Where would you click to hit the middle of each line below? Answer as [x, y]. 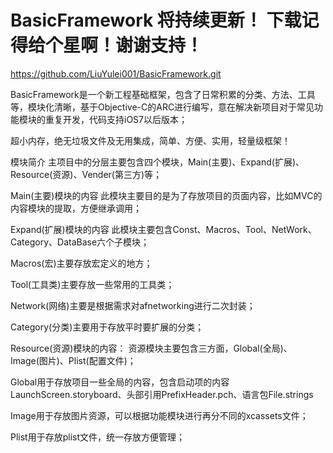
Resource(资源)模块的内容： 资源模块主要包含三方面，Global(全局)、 [151, 348]
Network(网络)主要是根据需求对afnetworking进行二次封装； [133, 305]
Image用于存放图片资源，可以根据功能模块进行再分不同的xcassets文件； [159, 415]
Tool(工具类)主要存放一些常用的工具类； [92, 284]
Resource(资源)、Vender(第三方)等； [86, 174]
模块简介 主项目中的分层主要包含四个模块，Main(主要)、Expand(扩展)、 [157, 162]
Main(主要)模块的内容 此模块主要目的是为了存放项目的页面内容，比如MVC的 [166, 195]
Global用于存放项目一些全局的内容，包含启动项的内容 [120, 382]
